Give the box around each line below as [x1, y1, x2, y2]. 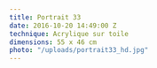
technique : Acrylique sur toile [9, 29, 129, 38]
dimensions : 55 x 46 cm [9, 37, 98, 47]
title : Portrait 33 [9, 12, 82, 22]
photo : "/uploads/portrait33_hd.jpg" [9, 46, 149, 55]
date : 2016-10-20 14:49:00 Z [9, 21, 117, 30]
